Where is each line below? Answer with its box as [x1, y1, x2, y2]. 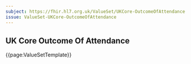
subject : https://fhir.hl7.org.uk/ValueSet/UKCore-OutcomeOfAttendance [5, 8, 185, 15]
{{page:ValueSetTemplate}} [5, 51, 72, 59]
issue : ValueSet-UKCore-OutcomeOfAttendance [5, 14, 117, 20]
